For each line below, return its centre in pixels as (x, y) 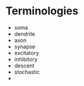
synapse (25, 47)
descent (24, 65)
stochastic (27, 72)
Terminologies (42, 11)
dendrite (24, 33)
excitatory (27, 53)
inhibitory (26, 59)
